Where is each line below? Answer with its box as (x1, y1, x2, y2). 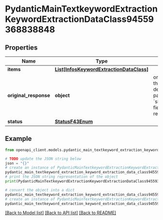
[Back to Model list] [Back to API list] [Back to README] (5, 210, 116, 216)
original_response (7, 92, 50, 99)
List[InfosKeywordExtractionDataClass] (55, 66, 149, 72)
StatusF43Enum (55, 118, 93, 125)
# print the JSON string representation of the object (5, 174, 118, 179)
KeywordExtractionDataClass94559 (5, 14, 154, 25)
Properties (5, 43, 38, 51)
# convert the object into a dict (5, 187, 75, 192)
